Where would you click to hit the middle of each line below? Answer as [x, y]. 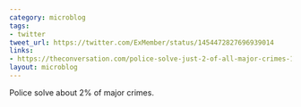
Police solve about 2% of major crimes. [82, 92]
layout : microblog [43, 68]
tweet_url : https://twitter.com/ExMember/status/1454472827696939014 [142, 42]
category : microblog [48, 17]
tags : [19, 26]
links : [21, 51]
